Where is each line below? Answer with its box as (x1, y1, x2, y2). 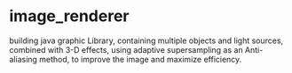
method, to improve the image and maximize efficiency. (39, 54, 242, 64)
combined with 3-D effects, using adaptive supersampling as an (9, 44, 243, 55)
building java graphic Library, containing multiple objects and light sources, (9, 35, 284, 46)
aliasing (9, 54, 38, 64)
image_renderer (9, 6, 130, 26)
